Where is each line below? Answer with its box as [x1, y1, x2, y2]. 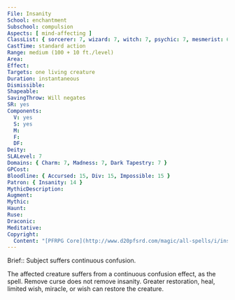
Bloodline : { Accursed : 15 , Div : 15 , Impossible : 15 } [7, 172, 171, 179]
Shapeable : [7, 88, 39, 95]
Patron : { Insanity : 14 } [7, 179, 83, 186]
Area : [7, 56, 23, 63]
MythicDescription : [7, 186, 64, 193]
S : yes [13, 120, 33, 128]
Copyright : [7, 231, 39, 238]
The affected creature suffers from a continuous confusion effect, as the [7, 270, 216, 278]
